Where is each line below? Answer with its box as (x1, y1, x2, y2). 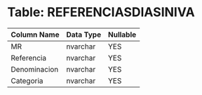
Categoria (11, 75, 43, 85)
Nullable (107, 30, 137, 39)
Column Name (11, 30, 60, 39)
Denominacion (11, 64, 59, 74)
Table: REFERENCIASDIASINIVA (7, 4, 195, 20)
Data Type (66, 30, 102, 39)
